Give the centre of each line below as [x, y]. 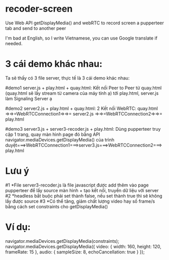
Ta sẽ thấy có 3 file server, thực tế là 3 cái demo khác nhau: [68, 78]
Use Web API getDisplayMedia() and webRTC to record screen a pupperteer [85, 23]
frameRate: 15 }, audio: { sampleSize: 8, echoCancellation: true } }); [75, 252]
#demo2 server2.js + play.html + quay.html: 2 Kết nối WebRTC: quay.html [82, 108]
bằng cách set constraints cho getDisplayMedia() [57, 206]
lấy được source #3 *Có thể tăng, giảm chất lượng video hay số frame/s [80, 201]
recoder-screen [39, 9]
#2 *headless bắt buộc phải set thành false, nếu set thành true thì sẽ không [84, 196]
